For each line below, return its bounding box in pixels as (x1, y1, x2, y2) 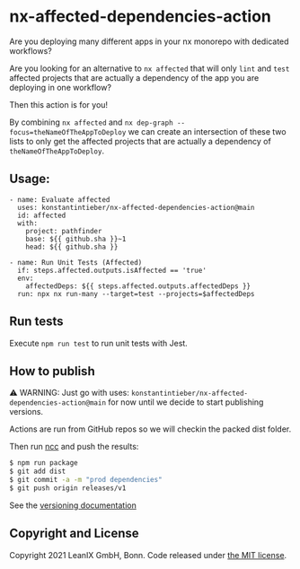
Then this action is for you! (9, 99, 109, 109)
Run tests (9, 314, 64, 329)
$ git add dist (9, 467, 66, 477)
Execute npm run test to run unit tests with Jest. (9, 337, 189, 348)
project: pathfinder (25, 226, 102, 235)
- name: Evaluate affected (9, 195, 110, 204)
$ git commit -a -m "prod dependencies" (9, 476, 163, 485)
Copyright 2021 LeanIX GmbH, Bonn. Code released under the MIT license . (9, 549, 287, 560)
